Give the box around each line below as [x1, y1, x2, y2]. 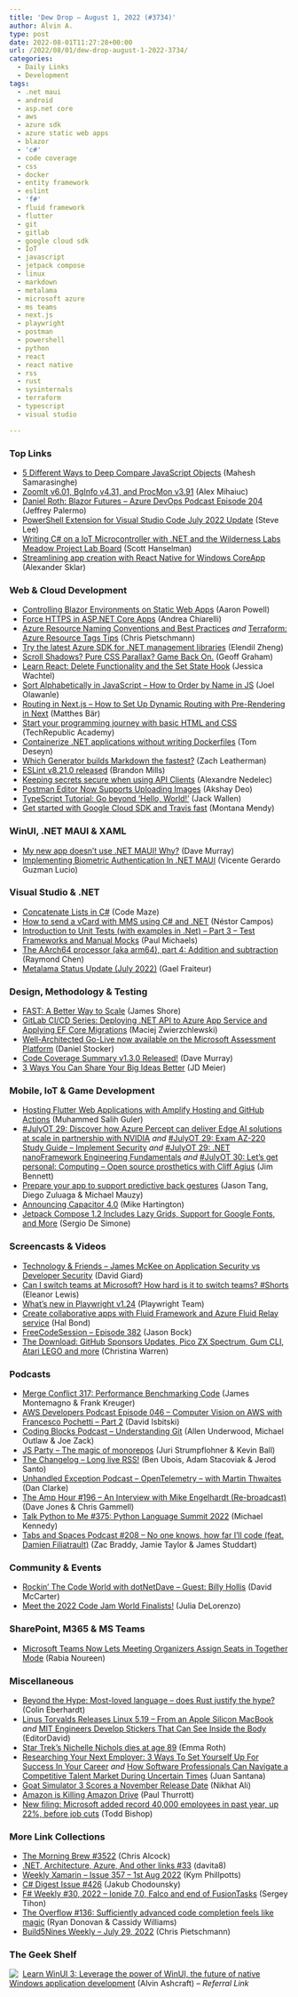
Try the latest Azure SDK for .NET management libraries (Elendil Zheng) [21, 642, 284, 653]
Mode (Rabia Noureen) [21, 1652, 106, 1663]
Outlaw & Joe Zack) [21, 1436, 95, 1445]
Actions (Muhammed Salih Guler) [21, 1114, 144, 1125]
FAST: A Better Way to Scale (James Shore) [21, 1006, 182, 1017]
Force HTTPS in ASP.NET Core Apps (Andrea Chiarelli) [21, 614, 222, 624]
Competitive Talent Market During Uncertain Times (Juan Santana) [21, 1770, 266, 1781]
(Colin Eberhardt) [21, 1704, 86, 1715]
